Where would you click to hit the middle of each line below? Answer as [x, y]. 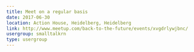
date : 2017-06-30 [28, 17]
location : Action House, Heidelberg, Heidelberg [69, 23]
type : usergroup [27, 39]
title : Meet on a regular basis [47, 12]
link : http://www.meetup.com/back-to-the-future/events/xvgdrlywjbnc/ [97, 28]
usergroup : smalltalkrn [36, 34]
